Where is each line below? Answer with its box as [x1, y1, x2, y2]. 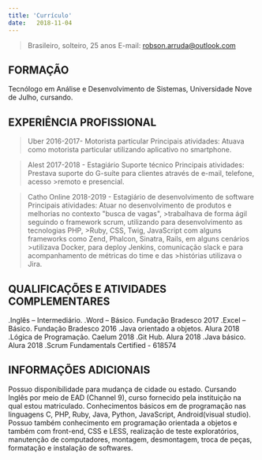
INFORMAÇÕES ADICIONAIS [8, 364, 151, 377]
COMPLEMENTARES [8, 294, 110, 308]
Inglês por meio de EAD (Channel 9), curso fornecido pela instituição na [8, 392, 242, 402]
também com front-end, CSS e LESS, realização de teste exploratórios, [8, 426, 239, 436]
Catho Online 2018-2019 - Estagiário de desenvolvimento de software [27, 193, 254, 202]
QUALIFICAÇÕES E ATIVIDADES [8, 282, 167, 296]
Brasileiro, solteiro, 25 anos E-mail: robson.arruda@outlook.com [27, 40, 237, 50]
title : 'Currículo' [8, 11, 73, 20]
